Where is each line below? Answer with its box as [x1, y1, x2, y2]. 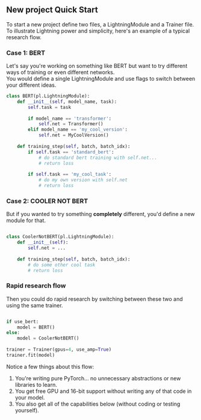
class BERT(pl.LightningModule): [6, 93, 90, 99]
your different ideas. [6, 81, 57, 89]
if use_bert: [6, 318, 39, 324]
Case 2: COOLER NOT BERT [6, 197, 88, 205]
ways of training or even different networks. [6, 69, 115, 76]
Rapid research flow [6, 282, 66, 290]
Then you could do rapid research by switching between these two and [6, 295, 184, 303]
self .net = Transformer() [38, 121, 104, 127]
